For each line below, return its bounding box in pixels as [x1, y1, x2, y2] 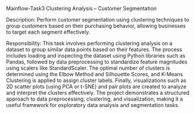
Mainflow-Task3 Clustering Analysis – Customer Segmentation [6, 5, 157, 12]
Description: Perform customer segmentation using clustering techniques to [6, 16, 189, 23]
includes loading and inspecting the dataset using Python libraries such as [6, 52, 186, 59]
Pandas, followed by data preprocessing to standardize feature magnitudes [6, 58, 188, 65]
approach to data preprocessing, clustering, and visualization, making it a [6, 95, 183, 102]
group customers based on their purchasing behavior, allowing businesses [6, 23, 186, 29]
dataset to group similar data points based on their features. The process [6, 46, 183, 53]
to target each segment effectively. [6, 28, 91, 35]
